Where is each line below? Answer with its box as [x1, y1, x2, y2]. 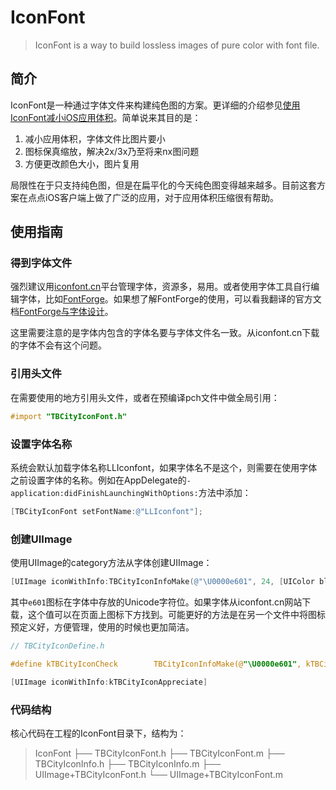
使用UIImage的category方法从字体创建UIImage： [10, 557, 213, 569]
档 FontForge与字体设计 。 [10, 306, 114, 318]
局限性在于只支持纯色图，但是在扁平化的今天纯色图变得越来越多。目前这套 [10, 179, 317, 191]
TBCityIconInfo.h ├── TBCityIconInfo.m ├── [34, 757, 222, 770]
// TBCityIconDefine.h [10, 641, 105, 651]
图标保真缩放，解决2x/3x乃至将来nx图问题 [24, 145, 200, 157]
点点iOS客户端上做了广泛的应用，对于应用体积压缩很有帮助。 [27, 191, 280, 203]
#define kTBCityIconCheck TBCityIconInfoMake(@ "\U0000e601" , [10, 659, 302, 669]
